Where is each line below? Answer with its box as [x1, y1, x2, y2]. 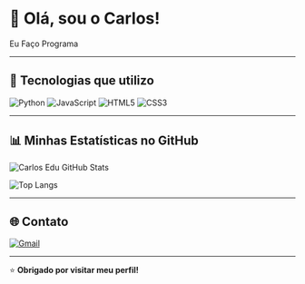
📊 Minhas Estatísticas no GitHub [9, 133, 200, 149]
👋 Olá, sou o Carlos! [9, 8, 161, 29]
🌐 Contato [9, 213, 69, 230]
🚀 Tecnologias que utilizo [9, 73, 154, 89]
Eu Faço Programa [9, 38, 79, 49]
